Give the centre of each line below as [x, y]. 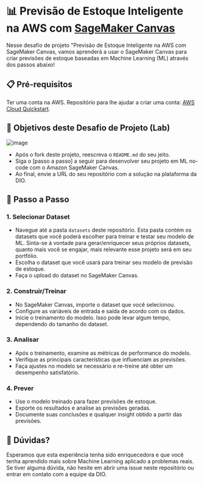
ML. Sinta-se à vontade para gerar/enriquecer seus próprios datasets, [103, 243]
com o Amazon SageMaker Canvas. [74, 167]
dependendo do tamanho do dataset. [62, 324]
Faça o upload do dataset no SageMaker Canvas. [77, 276]
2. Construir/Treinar [37, 291]
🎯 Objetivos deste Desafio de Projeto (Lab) [88, 128]
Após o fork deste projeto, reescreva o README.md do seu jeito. [93, 154]
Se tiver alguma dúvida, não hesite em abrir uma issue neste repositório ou [100, 468]
